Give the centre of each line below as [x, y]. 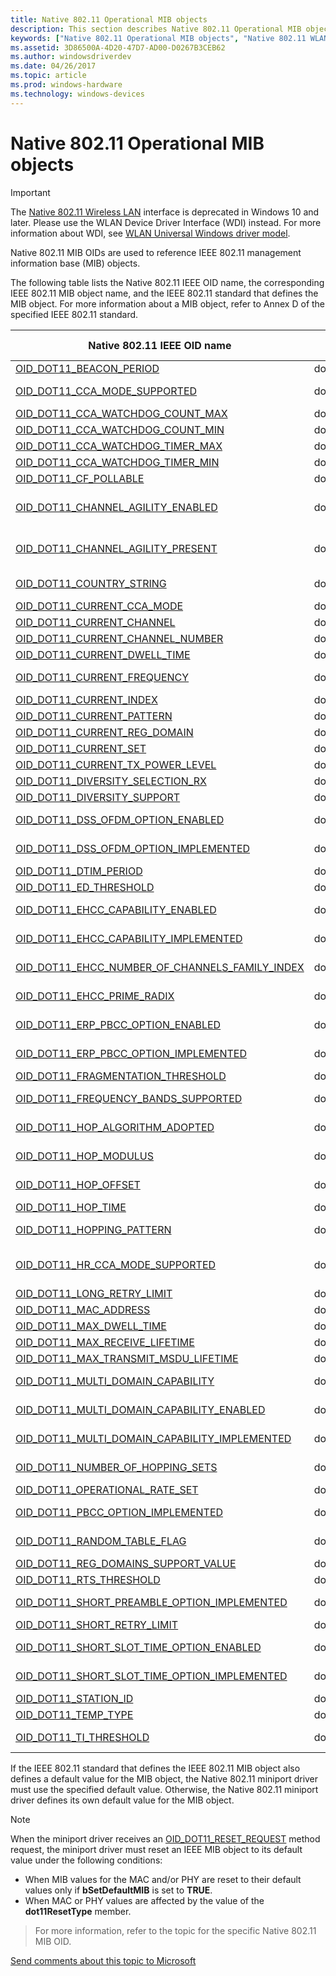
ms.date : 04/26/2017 [53, 66]
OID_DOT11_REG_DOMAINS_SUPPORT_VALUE [126, 1563]
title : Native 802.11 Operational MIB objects [109, 19]
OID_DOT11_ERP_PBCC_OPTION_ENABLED [118, 1024]
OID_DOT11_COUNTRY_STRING [91, 583]
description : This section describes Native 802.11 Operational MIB [156, 29]
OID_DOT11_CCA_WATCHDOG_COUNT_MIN [120, 429]
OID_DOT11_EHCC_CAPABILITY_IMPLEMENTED [129, 938]
